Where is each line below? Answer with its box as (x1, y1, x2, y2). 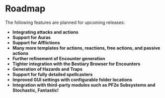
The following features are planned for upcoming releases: (5, 19, 125, 25)
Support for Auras (12, 34, 51, 40)
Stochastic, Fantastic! (12, 87, 59, 93)
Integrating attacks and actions (12, 29, 79, 35)
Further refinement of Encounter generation (12, 55, 105, 61)
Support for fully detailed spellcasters (12, 71, 93, 77)
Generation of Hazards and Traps (12, 66, 83, 72)
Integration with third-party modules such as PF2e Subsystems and (12, 82, 156, 88)
